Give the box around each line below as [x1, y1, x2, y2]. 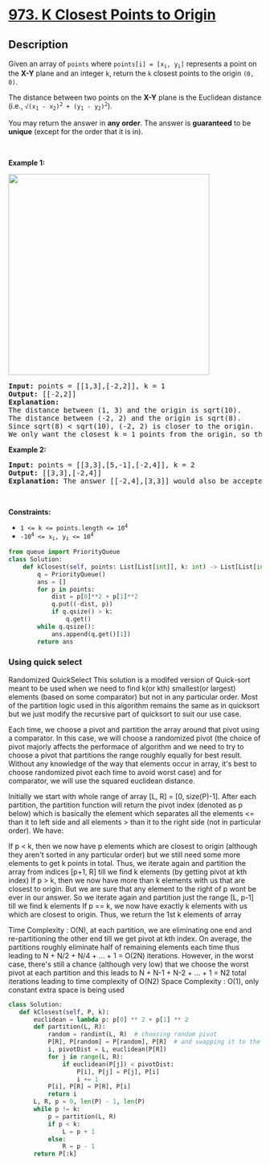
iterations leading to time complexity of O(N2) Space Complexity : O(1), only [8, 976, 260, 986]
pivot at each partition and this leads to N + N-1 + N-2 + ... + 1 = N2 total [8, 967, 247, 978]
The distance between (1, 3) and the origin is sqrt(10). [8, 405, 242, 415]
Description [8, 38, 68, 51]
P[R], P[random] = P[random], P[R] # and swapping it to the [47, 1038, 261, 1046]
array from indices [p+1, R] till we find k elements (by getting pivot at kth [8, 867, 247, 876]
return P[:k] [33, 1150, 78, 1159]
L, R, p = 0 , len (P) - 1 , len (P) [33, 1097, 146, 1106]
